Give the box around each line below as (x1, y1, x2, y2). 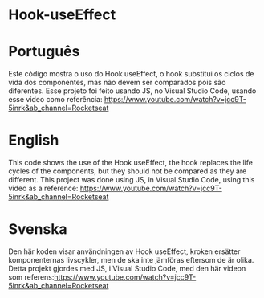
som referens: (8, 272, 55, 282)
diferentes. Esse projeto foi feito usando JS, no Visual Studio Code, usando (8, 86, 257, 96)
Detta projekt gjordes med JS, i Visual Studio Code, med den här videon (8, 263, 246, 273)
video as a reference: (8, 183, 79, 194)
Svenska (8, 220, 67, 239)
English (8, 131, 59, 149)
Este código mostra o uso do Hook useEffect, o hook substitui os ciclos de (8, 69, 254, 79)
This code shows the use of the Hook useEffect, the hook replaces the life (8, 158, 253, 168)
